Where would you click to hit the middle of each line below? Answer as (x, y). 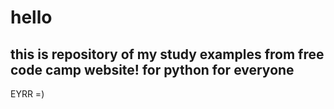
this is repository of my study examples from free (167, 54)
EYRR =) (27, 94)
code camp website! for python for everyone (152, 69)
